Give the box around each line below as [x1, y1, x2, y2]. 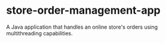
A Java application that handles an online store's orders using [6, 23, 158, 30]
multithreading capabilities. [6, 29, 73, 36]
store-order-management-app [6, 4, 161, 17]
